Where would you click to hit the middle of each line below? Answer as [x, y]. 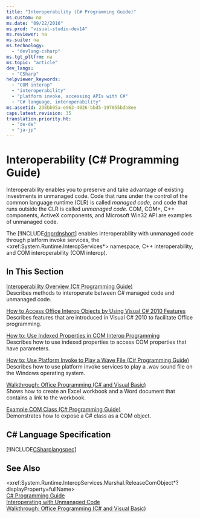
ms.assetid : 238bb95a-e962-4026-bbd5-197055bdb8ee [71, 107]
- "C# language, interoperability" [56, 102]
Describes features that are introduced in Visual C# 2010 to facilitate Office [100, 317]
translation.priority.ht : [39, 119]
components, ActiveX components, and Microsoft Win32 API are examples [99, 215]
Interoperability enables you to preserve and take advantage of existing [95, 189]
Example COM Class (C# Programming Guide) [63, 409]
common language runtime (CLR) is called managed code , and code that [97, 202]
